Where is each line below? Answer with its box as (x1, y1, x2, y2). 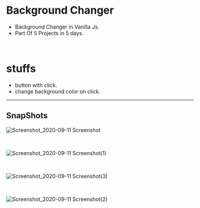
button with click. (14, 81, 58, 89)
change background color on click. (14, 87, 101, 95)
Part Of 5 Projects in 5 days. (14, 29, 84, 36)
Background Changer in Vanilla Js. (14, 23, 99, 30)
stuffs (6, 62, 36, 75)
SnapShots (6, 111, 48, 121)
